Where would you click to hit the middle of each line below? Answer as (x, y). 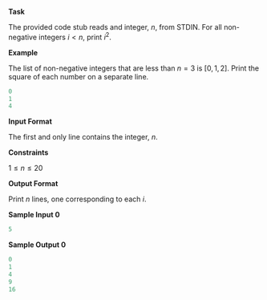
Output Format (33, 184)
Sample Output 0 (37, 245)
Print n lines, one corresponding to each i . (77, 199)
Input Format (30, 122)
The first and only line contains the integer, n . (83, 137)
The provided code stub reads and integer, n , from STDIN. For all (115, 27)
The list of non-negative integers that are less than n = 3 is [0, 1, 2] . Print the (133, 68)
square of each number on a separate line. (79, 76)
